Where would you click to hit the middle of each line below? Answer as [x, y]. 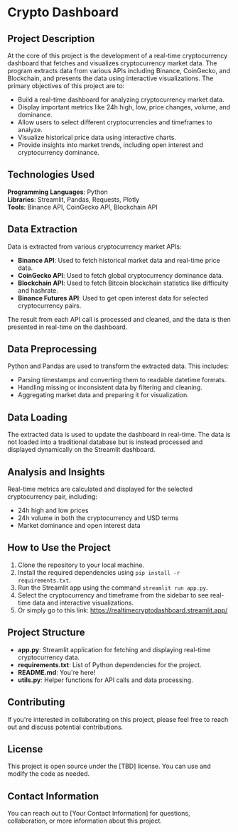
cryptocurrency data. [49, 657]
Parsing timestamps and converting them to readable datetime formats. [122, 380]
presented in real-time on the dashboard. [67, 327]
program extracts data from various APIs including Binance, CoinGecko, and [119, 71]
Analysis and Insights [56, 472]
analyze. [30, 130]
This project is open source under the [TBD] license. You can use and [109, 766]
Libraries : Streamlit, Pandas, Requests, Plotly [74, 199]
